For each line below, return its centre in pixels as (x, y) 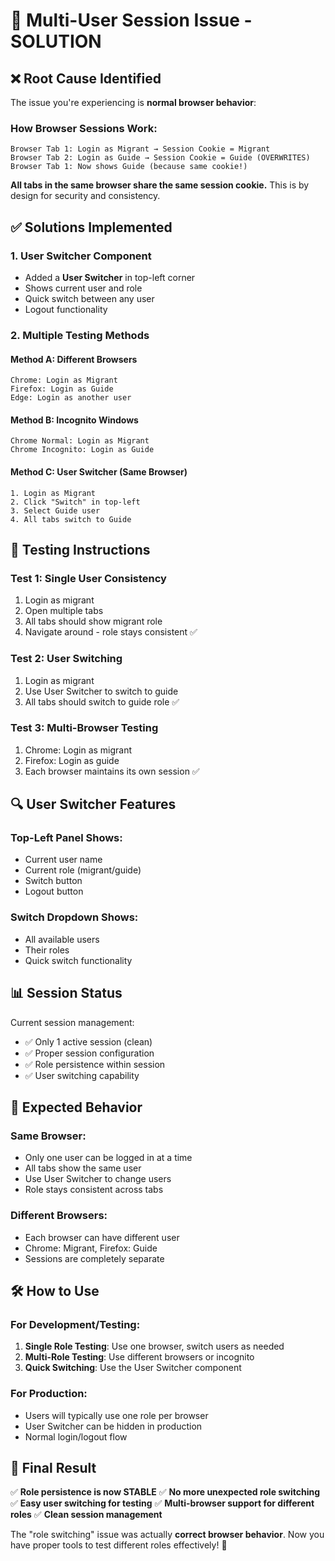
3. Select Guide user (55, 510)
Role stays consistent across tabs (94, 1190)
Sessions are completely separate (94, 1258)
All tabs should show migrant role (93, 621)
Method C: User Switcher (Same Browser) (99, 471)
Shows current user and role (83, 288)
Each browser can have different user (102, 1237)
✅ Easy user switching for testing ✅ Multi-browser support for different (162, 1503)
